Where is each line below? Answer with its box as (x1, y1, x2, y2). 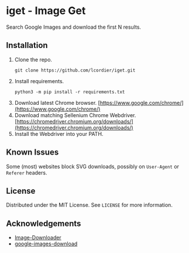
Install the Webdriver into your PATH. (14, 130, 104, 137)
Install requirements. (14, 77, 64, 84)
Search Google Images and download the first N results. (6, 23, 142, 30)
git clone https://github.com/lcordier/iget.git (14, 67, 136, 73)
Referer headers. (6, 169, 47, 176)
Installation (6, 40, 48, 50)
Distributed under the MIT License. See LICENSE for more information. (6, 201, 173, 208)
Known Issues (6, 148, 59, 158)
